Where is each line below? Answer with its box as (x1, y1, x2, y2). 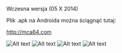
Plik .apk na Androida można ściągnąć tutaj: (6, 17, 117, 23)
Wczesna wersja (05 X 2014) (6, 5, 79, 12)
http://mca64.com (6, 28, 52, 36)
